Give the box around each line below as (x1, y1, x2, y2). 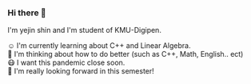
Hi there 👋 (7, 7, 47, 18)
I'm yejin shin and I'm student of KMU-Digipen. (7, 26, 161, 35)
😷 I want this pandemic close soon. (7, 58, 125, 67)
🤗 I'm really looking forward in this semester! (7, 66, 155, 76)
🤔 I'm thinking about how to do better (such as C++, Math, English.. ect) (7, 50, 244, 59)
